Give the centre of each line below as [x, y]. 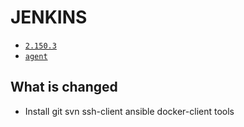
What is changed [64, 87]
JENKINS [49, 17]
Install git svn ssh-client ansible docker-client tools [129, 111]
